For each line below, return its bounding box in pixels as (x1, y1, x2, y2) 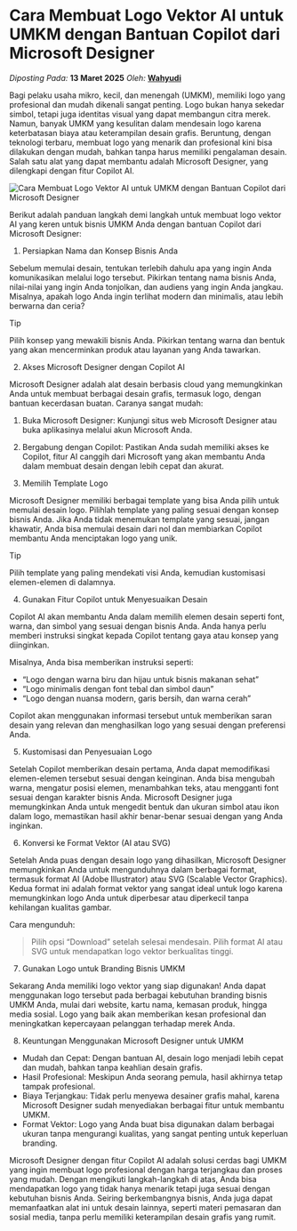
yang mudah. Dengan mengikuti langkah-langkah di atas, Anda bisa (9, 1173, 257, 1184)
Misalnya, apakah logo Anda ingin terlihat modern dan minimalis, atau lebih (9, 291, 284, 302)
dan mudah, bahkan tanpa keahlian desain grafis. (21, 1062, 203, 1073)
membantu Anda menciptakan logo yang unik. (9, 533, 178, 543)
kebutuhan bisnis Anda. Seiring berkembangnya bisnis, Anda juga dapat (9, 1193, 273, 1203)
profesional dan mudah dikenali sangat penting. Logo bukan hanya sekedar (9, 99, 285, 109)
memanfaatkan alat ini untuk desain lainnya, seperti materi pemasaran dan (9, 1202, 282, 1212)
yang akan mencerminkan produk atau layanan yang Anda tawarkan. (9, 344, 261, 355)
